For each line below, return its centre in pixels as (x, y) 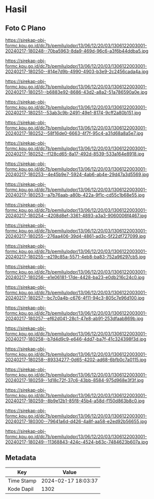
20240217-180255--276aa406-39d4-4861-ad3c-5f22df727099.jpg (75, 236)
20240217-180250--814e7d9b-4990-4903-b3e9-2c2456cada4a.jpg (77, 71)
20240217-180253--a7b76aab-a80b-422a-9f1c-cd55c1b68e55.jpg (75, 195)
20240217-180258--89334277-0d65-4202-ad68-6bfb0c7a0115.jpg (76, 360)
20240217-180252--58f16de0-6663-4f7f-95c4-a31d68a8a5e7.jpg (74, 133)
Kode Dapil (21, 489)
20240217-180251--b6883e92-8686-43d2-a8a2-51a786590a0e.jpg (76, 92)
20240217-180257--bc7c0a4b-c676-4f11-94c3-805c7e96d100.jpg (75, 298)
